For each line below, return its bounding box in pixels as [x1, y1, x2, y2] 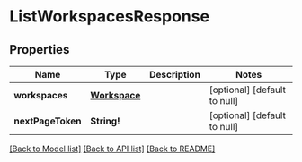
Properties [9, 42, 70, 57]
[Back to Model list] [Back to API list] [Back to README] [9, 143, 216, 154]
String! [90, 115, 120, 127]
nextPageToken [13, 115, 83, 127]
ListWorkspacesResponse [9, 6, 209, 27]
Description [149, 69, 200, 81]
